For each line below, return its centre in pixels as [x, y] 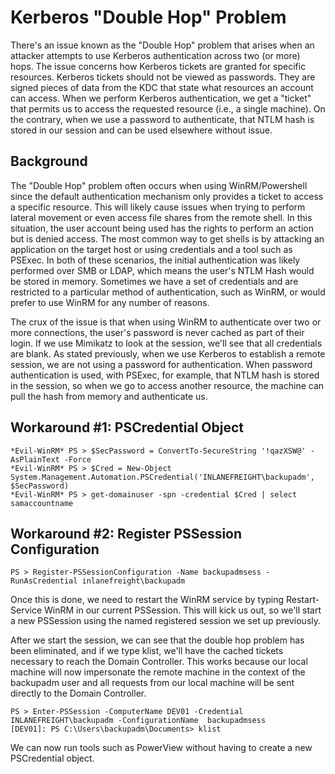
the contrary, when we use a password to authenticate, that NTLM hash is [162, 119]
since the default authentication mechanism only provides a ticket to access [167, 196]
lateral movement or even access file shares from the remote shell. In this [161, 217]
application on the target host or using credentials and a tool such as [151, 249]
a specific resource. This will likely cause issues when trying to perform [158, 207]
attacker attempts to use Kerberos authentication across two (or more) [155, 55]
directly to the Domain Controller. [78, 693]
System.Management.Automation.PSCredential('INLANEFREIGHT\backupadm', [162, 477]
